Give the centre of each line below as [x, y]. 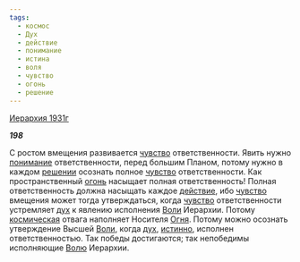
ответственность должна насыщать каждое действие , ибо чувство [138, 190]
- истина [34, 59]
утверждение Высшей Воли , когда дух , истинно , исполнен [122, 228]
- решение [35, 92]
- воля [30, 68]
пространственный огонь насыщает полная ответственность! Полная [143, 181]
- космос [34, 26]
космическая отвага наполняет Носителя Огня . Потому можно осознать [149, 219]
